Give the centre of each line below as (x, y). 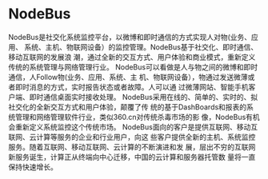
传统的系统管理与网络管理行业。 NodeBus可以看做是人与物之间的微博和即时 (133, 67)
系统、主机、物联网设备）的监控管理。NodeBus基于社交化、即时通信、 (141, 47)
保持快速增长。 (33, 167)
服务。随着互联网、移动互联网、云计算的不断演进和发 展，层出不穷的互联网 (132, 147)
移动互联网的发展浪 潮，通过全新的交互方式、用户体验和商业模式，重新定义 (132, 57)
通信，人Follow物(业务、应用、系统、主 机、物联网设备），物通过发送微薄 (128, 77)
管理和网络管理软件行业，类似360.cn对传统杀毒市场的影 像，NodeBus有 (134, 117)
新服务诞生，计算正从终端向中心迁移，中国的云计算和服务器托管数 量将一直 (132, 157)
